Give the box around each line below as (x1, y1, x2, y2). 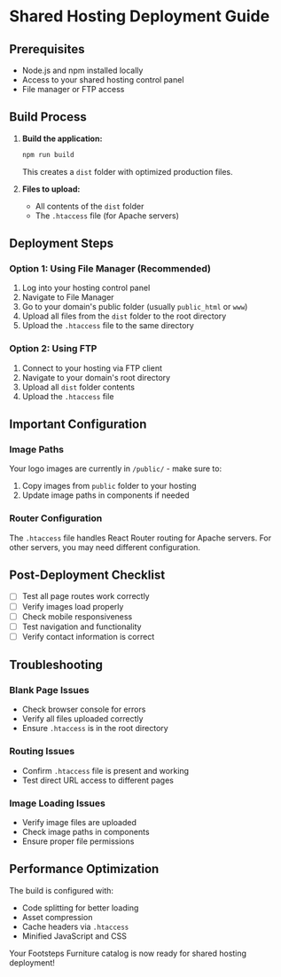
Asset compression (21, 911, 93, 922)
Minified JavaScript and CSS (21, 930, 127, 942)
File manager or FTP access (21, 84, 125, 94)
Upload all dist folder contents (21, 382, 136, 392)
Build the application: (21, 133, 103, 144)
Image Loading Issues (9, 797, 106, 809)
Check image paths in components (21, 827, 150, 838)
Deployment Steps (9, 236, 113, 251)
